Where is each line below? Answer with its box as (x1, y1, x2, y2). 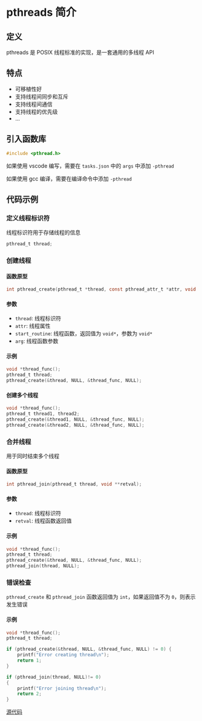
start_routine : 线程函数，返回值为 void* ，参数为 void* (15, 330, 153, 337)
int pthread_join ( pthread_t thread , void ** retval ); (6, 481, 142, 487)
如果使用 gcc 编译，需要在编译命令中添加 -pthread (6, 175, 132, 182)
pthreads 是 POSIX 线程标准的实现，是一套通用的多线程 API (6, 49, 154, 56)
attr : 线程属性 (15, 322, 51, 330)
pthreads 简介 (6, 5, 77, 19)
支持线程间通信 (15, 100, 53, 108)
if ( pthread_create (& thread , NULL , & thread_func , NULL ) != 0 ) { (6, 646, 172, 653)
